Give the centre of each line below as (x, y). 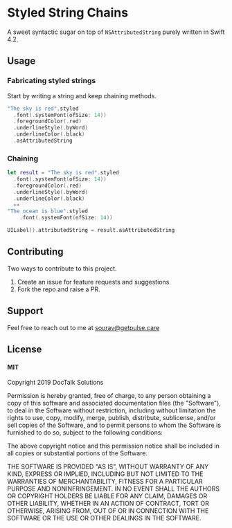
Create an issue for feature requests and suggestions (93, 282)
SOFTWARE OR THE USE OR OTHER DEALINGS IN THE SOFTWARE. (104, 518)
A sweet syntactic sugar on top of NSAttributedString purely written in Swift (116, 32)
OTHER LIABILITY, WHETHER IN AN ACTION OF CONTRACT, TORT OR (108, 504)
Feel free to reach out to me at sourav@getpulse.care (83, 327)
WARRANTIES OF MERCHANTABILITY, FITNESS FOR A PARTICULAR (105, 482)
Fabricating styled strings (52, 81)
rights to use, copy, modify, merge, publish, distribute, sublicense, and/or (111, 418)
